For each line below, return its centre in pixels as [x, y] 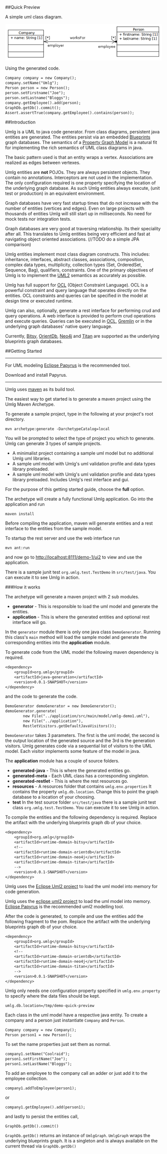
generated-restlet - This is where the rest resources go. [70, 781]
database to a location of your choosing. [54, 797]
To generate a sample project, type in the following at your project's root [79, 414]
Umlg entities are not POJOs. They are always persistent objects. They [78, 172]
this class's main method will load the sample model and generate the [76, 637]
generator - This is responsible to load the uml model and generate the [85, 606]
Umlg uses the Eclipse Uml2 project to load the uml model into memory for [82, 886]
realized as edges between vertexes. [43, 162]
